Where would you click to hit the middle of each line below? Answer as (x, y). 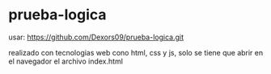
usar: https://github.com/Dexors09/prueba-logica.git (96, 37)
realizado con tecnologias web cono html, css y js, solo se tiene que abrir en (136, 52)
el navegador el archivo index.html (66, 61)
